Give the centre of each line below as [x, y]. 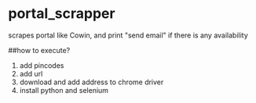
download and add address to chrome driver [91, 82]
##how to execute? [39, 50]
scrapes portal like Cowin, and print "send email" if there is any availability [128, 35]
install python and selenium [64, 90]
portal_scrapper [62, 14]
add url [31, 73]
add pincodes [42, 65]
